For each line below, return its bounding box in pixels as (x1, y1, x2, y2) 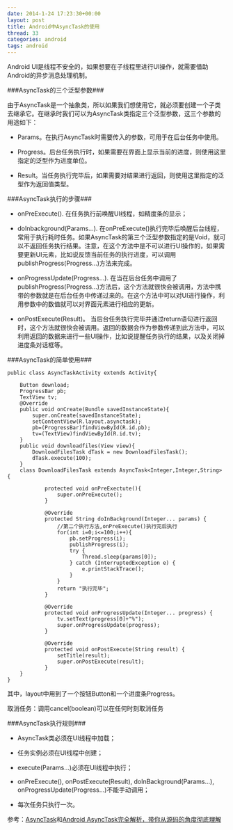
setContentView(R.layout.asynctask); (32, 418, 141, 425)
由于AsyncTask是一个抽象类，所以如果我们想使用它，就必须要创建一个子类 (7, 101, 221, 109)
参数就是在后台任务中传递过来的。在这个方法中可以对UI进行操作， (29, 292, 219, 299)
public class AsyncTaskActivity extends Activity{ (7, 369, 157, 376)
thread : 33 (7, 29, 39, 37)
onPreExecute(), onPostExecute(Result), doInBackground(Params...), (17, 777, 214, 785)
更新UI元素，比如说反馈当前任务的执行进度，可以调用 (23, 250, 176, 258)
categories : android (7, 36, 67, 43)
